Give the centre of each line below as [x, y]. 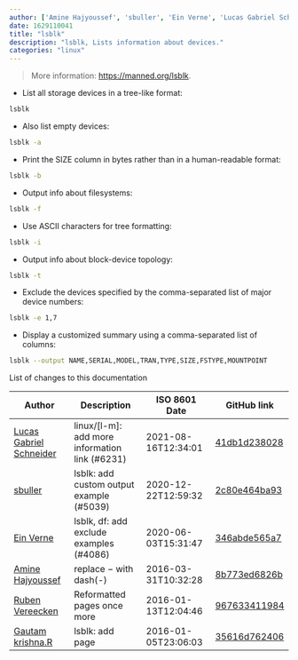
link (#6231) [100, 459]
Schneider [35, 454]
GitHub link [250, 405]
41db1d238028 [249, 442]
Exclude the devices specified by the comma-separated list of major [147, 292]
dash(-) [91, 580]
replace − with [104, 569]
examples [94, 544]
